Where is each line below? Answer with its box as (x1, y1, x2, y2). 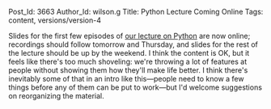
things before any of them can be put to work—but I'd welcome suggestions (8, 82, 263, 92)
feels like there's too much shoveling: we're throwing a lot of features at (8, 57, 248, 66)
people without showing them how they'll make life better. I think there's (8, 65, 248, 75)
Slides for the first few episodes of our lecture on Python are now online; (8, 31, 251, 40)
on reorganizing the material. (8, 91, 105, 100)
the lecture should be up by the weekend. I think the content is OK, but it (8, 48, 250, 57)
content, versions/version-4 (8, 15, 101, 25)
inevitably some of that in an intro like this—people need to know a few (8, 74, 244, 83)
